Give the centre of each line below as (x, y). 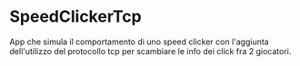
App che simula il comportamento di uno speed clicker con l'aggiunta (140, 42)
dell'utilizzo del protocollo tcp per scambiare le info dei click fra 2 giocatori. (150, 51)
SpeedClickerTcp (76, 17)
